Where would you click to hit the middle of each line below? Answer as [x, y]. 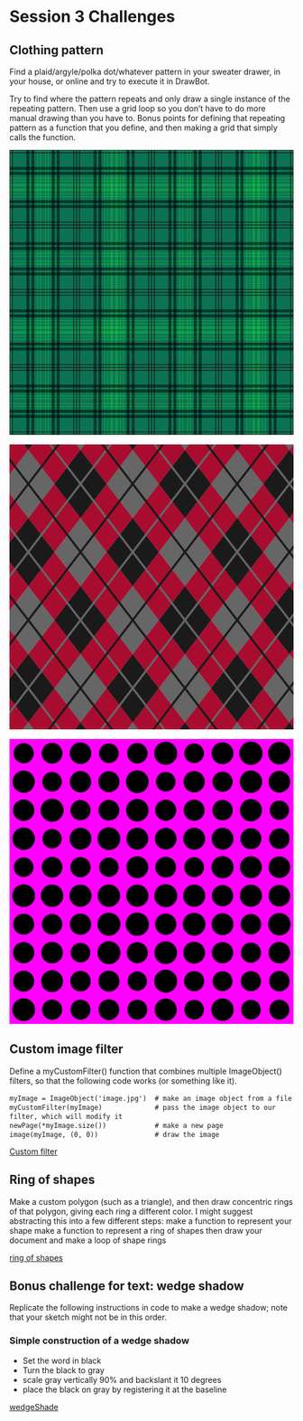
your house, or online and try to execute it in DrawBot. [110, 81]
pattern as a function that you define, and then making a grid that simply [143, 128]
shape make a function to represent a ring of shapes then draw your [136, 1230]
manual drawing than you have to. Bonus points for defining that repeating [147, 118]
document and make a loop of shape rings [88, 1240]
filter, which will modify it [66, 1116]
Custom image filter [66, 1050]
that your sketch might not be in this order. [88, 1317]
